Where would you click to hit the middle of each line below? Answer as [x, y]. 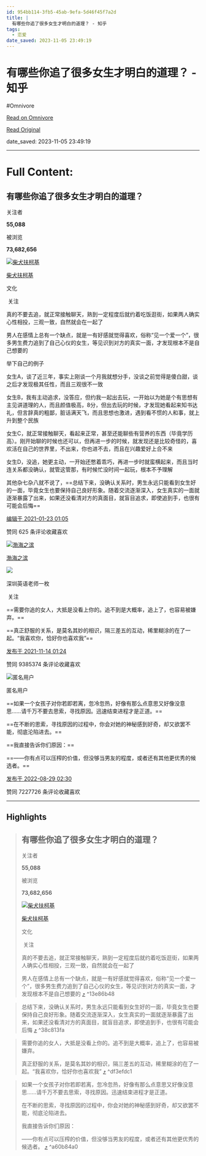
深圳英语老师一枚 [28, 583]
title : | [17, 18]
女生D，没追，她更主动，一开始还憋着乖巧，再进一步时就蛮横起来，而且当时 [102, 462]
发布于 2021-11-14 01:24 [36, 651]
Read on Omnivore [30, 117]
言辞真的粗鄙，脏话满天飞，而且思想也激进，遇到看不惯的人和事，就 [108, 412]
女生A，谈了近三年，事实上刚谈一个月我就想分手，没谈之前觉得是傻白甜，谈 [102, 376]
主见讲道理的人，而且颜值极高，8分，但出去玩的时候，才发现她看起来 [94, 405]
